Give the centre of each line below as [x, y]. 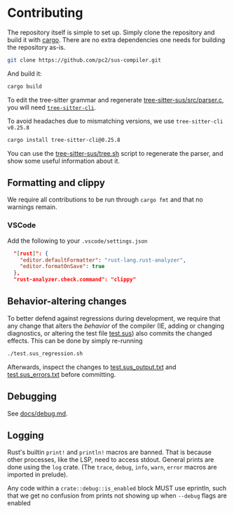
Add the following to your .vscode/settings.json [78, 241]
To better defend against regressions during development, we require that [114, 318]
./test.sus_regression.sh [45, 353]
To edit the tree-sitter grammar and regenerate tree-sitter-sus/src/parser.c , [116, 100]
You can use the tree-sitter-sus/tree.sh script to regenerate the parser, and [115, 153]
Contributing [45, 13]
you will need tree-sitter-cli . [52, 107]
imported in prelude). [37, 474]
